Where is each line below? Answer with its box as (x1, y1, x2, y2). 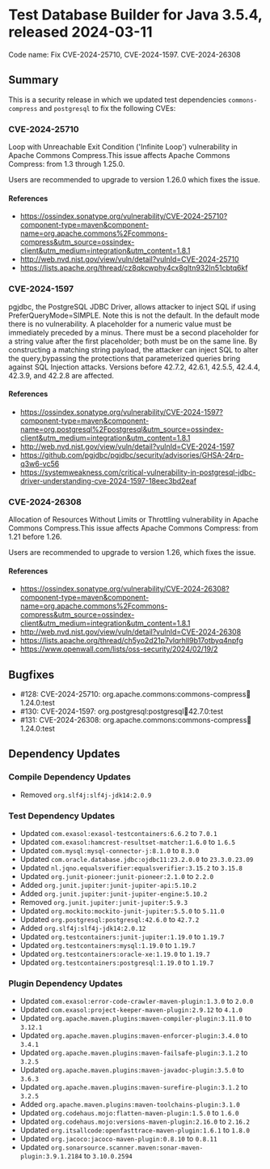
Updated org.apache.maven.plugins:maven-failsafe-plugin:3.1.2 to (19, 1047, 248, 1058)
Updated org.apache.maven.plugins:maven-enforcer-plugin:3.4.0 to (19, 1030, 248, 1040)
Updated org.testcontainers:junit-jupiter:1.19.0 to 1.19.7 (19, 932, 225, 941)
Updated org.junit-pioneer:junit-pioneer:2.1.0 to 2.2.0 (19, 872, 214, 881)
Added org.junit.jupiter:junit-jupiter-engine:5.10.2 (19, 889, 208, 898)
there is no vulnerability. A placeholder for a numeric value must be (8, 318, 232, 329)
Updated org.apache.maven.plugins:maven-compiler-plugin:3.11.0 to (19, 1013, 252, 1023)
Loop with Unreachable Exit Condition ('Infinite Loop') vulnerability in (8, 142, 238, 151)
